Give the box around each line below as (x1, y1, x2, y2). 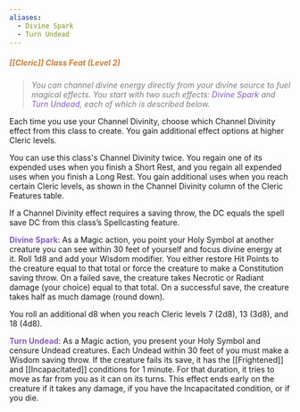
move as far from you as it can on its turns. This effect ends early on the (9, 374, 275, 384)
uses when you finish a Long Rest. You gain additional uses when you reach (9, 172, 288, 182)
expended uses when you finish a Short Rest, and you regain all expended (9, 162, 282, 172)
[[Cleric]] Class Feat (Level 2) (9, 57, 121, 68)
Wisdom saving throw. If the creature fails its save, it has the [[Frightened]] (9, 355, 284, 366)
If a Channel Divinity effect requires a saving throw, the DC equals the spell (9, 207, 285, 219)
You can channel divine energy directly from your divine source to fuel (30, 80, 291, 90)
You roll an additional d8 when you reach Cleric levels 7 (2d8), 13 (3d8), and (9, 309, 288, 320)
